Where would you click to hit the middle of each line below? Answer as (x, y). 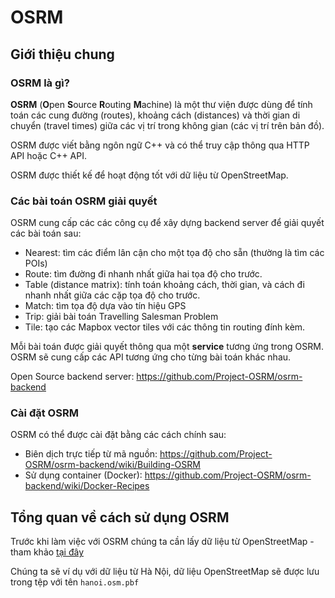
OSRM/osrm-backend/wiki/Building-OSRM (112, 465)
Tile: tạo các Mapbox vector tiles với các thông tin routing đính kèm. (165, 327)
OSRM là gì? (40, 83)
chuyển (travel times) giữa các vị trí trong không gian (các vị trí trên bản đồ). (167, 125)
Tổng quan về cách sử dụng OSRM (120, 517)
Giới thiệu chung (62, 54)
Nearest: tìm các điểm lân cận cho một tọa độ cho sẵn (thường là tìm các (174, 253)
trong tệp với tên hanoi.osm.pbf (75, 582)
